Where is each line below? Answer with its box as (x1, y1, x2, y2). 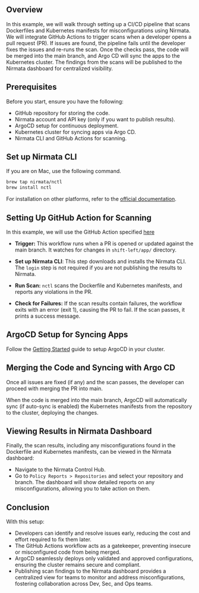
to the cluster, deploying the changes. (6, 409, 99, 416)
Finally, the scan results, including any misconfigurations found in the (6, 442, 176, 449)
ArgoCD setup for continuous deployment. (14, 122, 119, 129)
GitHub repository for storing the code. (14, 109, 110, 117)
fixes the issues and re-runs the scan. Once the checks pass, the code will (6, 46, 189, 53)
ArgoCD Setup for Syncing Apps (6, 330, 128, 340)
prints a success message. (14, 312, 81, 319)
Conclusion (6, 502, 50, 512)
